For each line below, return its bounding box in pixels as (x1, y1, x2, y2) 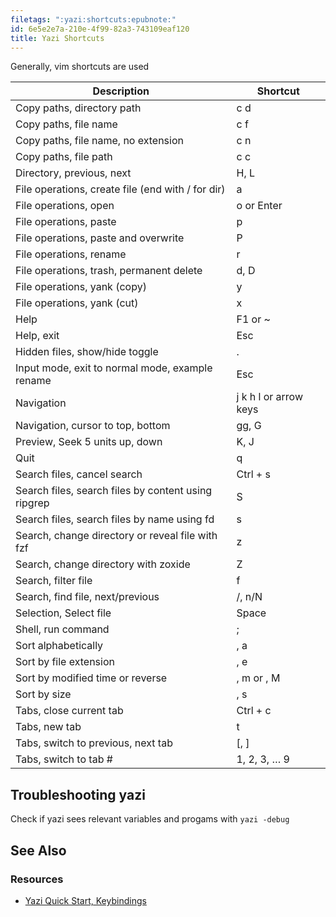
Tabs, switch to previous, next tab (15, 736, 173, 750)
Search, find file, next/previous (15, 590, 160, 604)
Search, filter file (15, 574, 93, 588)
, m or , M (236, 671, 281, 685)
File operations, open (15, 199, 115, 213)
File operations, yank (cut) (15, 296, 139, 310)
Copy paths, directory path (15, 101, 142, 115)
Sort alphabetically (15, 639, 104, 653)
